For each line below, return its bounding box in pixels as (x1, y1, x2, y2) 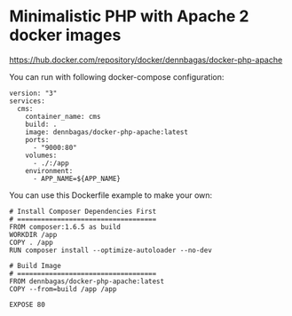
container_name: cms (25, 112, 101, 121)
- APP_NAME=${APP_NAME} (32, 174, 122, 183)
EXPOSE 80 (9, 300, 46, 309)
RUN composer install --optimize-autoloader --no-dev (9, 246, 213, 255)
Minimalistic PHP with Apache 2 (9, 6, 249, 27)
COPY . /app (9, 238, 53, 247)
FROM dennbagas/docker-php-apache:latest (9, 277, 165, 286)
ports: (25, 135, 50, 144)
